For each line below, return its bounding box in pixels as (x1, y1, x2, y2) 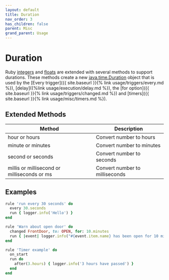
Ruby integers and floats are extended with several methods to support (5, 69, 153, 75)
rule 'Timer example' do (5, 247, 57, 252)
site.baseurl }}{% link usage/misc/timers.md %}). (5, 96, 107, 102)
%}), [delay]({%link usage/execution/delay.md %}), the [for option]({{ (5, 85, 149, 91)
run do (10, 257, 24, 262)
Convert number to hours (96, 134, 156, 141)
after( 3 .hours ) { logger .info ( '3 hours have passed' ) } (14, 261, 134, 266)
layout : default (5, 7, 39, 13)
